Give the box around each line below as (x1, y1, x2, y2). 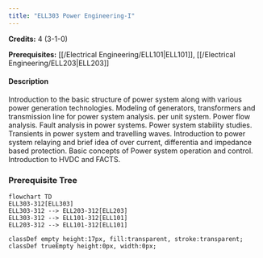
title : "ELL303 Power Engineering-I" (8, 11, 136, 20)
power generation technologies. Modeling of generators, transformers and (8, 102, 256, 113)
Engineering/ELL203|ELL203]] (8, 58, 110, 68)
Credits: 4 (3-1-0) (8, 34, 69, 44)
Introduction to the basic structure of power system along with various (8, 94, 242, 104)
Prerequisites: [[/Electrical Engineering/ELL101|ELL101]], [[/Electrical (8, 49, 236, 59)
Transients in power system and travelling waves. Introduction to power (8, 128, 246, 138)
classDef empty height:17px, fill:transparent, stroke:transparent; (8, 235, 244, 243)
